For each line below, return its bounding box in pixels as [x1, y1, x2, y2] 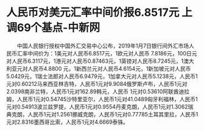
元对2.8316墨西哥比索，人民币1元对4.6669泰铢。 [6, 118, 129, 126]
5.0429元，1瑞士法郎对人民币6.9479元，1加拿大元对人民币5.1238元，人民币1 [6, 73, 198, 80]
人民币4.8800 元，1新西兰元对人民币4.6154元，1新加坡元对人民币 [27, 65, 191, 72]
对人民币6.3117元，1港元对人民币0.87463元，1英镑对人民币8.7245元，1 [6, 57, 184, 65]
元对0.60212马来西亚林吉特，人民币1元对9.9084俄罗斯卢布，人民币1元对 [6, 80, 188, 87]
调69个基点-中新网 [6, 21, 100, 35]
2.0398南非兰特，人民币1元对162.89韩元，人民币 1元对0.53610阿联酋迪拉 [6, 88, 190, 95]
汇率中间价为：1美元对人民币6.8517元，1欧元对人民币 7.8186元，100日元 [16, 49, 197, 57]
